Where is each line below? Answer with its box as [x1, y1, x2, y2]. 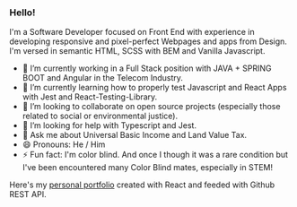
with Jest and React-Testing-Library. [22, 91, 158, 102]
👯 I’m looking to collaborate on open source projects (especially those [22, 101, 281, 112]
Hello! [9, 6, 36, 19]
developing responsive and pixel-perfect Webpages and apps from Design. [9, 36, 287, 47]
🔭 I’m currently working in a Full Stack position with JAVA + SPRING [22, 63, 272, 73]
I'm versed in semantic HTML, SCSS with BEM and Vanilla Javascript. [9, 46, 266, 56]
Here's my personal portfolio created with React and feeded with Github [9, 179, 275, 190]
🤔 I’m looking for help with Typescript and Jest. [22, 120, 197, 131]
